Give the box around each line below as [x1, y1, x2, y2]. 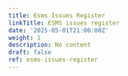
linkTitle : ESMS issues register [8, 19, 120, 27]
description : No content [8, 41, 91, 49]
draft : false [8, 48, 52, 56]
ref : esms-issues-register [8, 56, 98, 64]
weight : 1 [8, 33, 42, 42]
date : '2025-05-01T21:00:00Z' [8, 26, 110, 34]
